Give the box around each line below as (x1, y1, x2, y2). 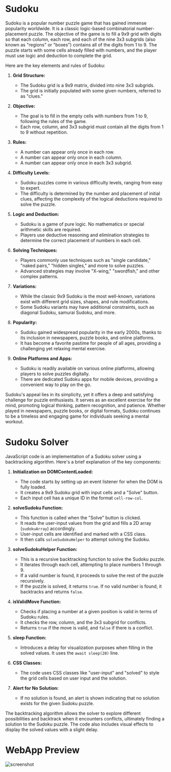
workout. (5, 418, 24, 424)
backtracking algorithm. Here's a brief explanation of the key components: (5, 459, 161, 465)
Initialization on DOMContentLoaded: (12, 468, 93, 475)
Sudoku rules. (20, 614, 50, 620)
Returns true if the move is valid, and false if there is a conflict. (20, 624, 154, 631)
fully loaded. (20, 484, 47, 490)
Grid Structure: (12, 72, 46, 78)
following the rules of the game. (20, 118, 88, 124)
